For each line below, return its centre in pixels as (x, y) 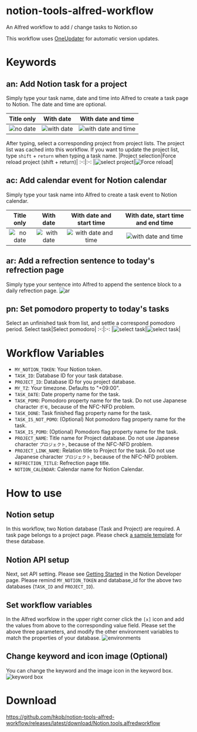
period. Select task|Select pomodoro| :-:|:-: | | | (93, 329)
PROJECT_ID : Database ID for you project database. (75, 382)
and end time (155, 223)
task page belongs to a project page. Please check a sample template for (94, 535)
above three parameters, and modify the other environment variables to (92, 631)
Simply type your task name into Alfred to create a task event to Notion (92, 195)
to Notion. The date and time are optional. (56, 104)
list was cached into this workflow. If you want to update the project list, (93, 149)
